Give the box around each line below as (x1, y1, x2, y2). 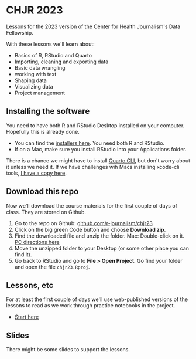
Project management (14, 89, 66, 96)
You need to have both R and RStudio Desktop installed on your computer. (6, 121, 185, 129)
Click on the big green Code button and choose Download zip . (14, 226, 166, 233)
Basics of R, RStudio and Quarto (14, 52, 92, 59)
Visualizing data (14, 83, 54, 90)
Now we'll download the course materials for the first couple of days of (6, 202, 177, 209)
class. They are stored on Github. (6, 208, 87, 215)
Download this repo (6, 187, 79, 197)
